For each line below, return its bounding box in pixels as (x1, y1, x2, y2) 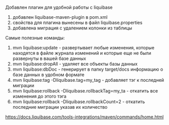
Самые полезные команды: (5, 35, 65, 41)
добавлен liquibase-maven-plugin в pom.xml (12, 14, 108, 20)
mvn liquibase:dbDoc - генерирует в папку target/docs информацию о (12, 66, 163, 72)
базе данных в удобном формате (12, 72, 85, 78)
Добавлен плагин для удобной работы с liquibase (5, 5, 113, 10)
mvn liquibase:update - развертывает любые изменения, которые (12, 45, 155, 50)
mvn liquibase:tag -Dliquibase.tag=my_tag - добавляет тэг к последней (12, 77, 164, 83)
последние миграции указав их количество (12, 104, 108, 110)
